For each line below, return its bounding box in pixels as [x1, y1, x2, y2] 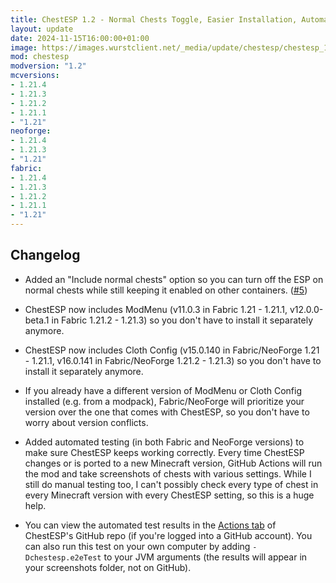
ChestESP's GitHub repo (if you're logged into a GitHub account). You [24, 529, 313, 541]
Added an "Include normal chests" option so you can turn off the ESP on [24, 273, 324, 285]
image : [10, 42, 38, 53]
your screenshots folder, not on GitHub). [24, 561, 192, 573]
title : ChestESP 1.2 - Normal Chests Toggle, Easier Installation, [10, 14, 298, 25]
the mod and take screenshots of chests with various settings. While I [24, 467, 312, 480]
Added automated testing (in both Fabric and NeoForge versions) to [24, 436, 305, 448]
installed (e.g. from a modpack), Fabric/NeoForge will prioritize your [24, 395, 305, 407]
